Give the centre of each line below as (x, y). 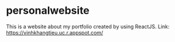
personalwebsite (48, 11)
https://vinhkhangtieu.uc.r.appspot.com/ (55, 32)
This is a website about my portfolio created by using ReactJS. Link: (88, 26)
